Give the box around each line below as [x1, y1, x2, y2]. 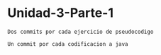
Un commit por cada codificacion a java [7, 40, 129, 47]
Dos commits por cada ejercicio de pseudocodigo [7, 28, 154, 35]
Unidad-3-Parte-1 [7, 5, 114, 21]
